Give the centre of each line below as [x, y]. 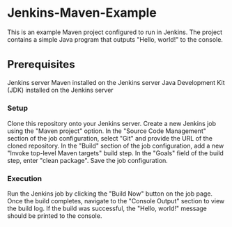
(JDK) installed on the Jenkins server [60, 90]
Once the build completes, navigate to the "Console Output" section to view [116, 201]
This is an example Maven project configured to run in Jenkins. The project [115, 32]
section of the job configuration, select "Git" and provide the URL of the [110, 138]
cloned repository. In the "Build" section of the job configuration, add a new [116, 146]
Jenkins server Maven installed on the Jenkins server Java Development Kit [116, 83]
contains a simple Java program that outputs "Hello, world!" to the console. [115, 39]
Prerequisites [41, 64]
